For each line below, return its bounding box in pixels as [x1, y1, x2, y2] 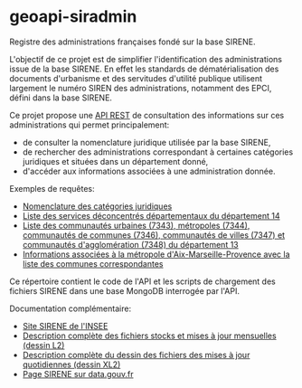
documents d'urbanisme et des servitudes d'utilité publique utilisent [9, 72, 263, 83]
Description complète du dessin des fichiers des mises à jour [22, 349, 250, 360]
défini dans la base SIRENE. [9, 92, 113, 103]
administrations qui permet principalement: [9, 119, 170, 130]
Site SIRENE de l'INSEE [22, 320, 109, 331]
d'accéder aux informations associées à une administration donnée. [22, 166, 276, 176]
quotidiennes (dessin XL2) [22, 359, 121, 370]
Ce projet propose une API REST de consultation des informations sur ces [9, 109, 285, 120]
